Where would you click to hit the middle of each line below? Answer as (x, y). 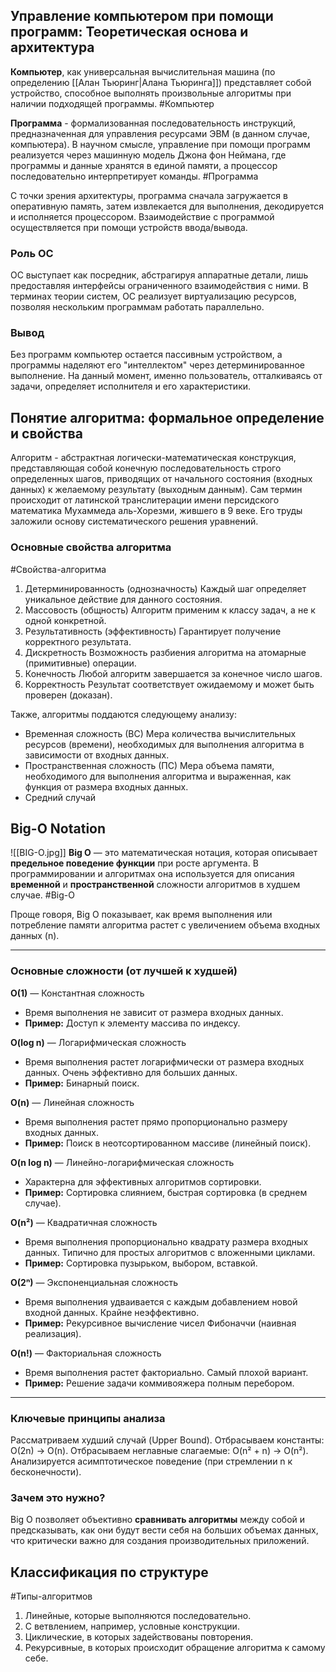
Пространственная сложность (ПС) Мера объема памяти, (149, 765)
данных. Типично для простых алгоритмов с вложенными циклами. (170, 1252)
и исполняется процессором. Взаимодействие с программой (142, 216)
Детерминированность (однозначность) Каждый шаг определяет (165, 588)
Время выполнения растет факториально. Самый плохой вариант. (166, 1372)
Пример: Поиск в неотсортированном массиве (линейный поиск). (168, 1143)
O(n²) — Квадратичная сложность (84, 1222)
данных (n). (35, 936)
